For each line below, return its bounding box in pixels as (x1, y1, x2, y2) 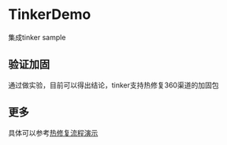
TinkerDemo (8, 6, 91, 24)
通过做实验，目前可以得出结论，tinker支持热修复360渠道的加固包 (8, 80, 219, 90)
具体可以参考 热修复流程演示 (8, 128, 99, 137)
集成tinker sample (8, 32, 66, 42)
